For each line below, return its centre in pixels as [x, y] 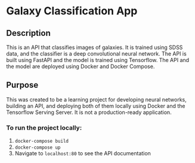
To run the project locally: [44, 128]
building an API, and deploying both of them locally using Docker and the [96, 106]
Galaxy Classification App [72, 11]
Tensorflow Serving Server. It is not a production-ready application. [89, 112]
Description [28, 33]
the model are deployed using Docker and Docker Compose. [81, 66]
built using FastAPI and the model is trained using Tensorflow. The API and [98, 60]
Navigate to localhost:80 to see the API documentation [83, 153]
